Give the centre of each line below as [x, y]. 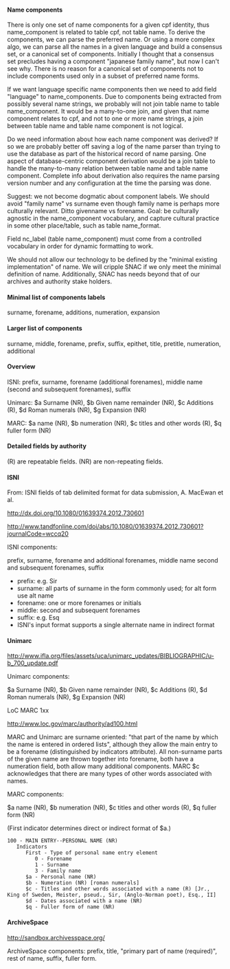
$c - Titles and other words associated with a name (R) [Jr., [118, 889]
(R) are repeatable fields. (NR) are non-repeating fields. [85, 461]
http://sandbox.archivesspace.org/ [56, 937]
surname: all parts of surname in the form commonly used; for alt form [117, 589]
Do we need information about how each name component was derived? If [113, 139]
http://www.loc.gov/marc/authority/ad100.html [72, 724]
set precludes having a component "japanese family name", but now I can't [113, 61]
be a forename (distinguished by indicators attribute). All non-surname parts [115, 752]
